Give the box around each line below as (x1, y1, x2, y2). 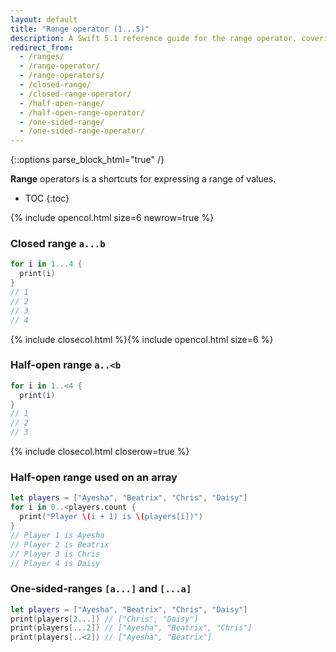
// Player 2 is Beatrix (10, 539, 110, 550)
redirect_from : (10, 42, 74, 53)
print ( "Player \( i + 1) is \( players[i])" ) (19, 512, 203, 522)
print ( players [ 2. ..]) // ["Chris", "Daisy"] (10, 614, 199, 624)
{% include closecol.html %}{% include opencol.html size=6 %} (10, 333, 274, 345)
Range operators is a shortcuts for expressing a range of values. (10, 173, 277, 185)
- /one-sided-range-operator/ (19, 126, 145, 136)
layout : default (10, 14, 78, 25)
